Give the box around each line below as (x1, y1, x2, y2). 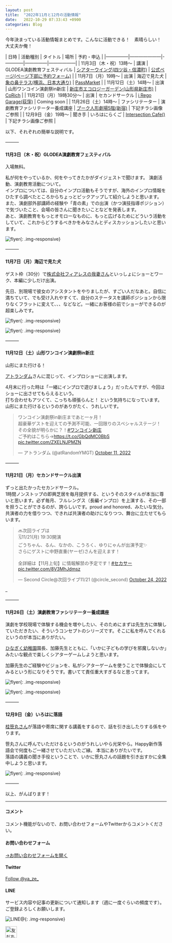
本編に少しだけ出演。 (13, 277, 59, 283)
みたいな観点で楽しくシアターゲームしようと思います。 (5, 651, 122, 658)
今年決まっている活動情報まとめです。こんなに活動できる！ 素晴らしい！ (5, 36, 162, 43)
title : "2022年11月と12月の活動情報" (5, 12, 81, 17)
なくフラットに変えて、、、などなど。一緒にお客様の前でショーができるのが (9, 301, 166, 307)
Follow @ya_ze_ (5, 876, 39, 882)
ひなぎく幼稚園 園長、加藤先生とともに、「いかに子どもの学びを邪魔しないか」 (5, 645, 167, 651)
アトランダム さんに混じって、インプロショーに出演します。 (5, 373, 130, 379)
